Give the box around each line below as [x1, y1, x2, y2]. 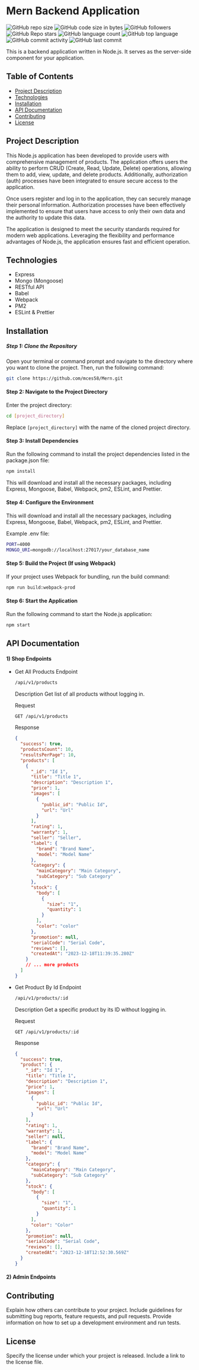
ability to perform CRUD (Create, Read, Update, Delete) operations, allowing [6, 165, 191, 172]
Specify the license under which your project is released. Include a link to [6, 1352, 185, 1359]
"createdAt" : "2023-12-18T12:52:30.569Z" [25, 1249, 129, 1256]
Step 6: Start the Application [6, 597, 78, 604]
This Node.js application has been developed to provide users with [6, 151, 169, 159]
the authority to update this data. [6, 214, 86, 221]
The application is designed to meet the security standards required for [6, 225, 180, 232]
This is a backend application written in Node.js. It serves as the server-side [6, 48, 191, 55]
